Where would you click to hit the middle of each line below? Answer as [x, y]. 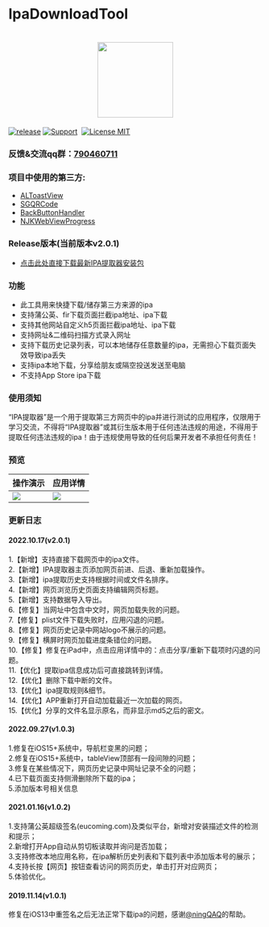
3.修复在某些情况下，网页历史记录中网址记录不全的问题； [103, 768]
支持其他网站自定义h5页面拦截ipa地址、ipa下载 [98, 325]
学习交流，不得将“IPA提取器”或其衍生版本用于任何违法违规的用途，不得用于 [133, 427]
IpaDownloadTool [68, 14]
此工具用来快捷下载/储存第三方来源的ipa [86, 304]
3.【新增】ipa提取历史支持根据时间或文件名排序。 [91, 579]
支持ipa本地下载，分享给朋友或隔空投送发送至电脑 [103, 365]
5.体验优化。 [29, 877]
